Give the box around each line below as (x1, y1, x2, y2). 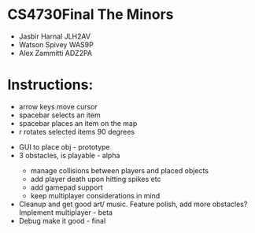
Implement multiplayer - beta (18, 207, 113, 217)
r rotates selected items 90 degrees (18, 127, 135, 136)
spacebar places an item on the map (18, 118, 138, 128)
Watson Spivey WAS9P (18, 39, 94, 49)
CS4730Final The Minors (7, 6, 174, 24)
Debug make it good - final (18, 216, 106, 225)
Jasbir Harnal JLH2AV (18, 31, 91, 41)
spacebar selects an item (18, 110, 101, 120)
